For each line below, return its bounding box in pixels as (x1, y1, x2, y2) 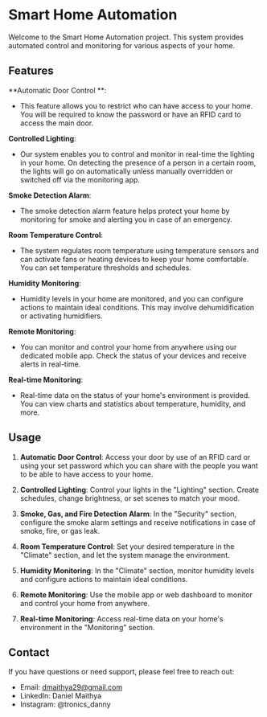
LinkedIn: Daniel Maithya (19, 691, 102, 701)
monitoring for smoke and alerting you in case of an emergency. (19, 215, 233, 224)
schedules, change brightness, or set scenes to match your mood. (19, 493, 240, 503)
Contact (8, 645, 50, 659)
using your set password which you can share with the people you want (19, 461, 259, 470)
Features (8, 64, 54, 78)
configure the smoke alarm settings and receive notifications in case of (19, 517, 256, 527)
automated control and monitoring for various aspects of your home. (8, 40, 236, 50)
